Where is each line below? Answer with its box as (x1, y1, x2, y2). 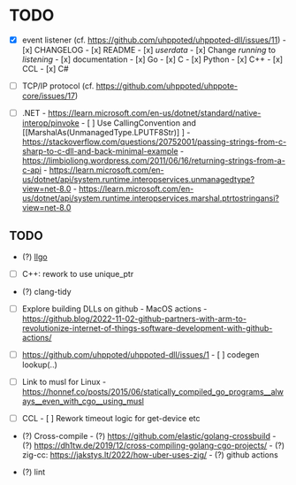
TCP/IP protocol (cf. (21, 81, 95, 91)
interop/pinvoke (21, 118, 80, 128)
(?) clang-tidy (21, 287, 72, 296)
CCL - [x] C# (21, 64, 69, 73)
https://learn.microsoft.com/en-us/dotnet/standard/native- (48, 108, 262, 119)
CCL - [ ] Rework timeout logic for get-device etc (21, 413, 201, 424)
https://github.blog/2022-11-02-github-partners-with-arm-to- (21, 313, 247, 324)
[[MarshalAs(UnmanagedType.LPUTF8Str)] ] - (21, 127, 191, 138)
